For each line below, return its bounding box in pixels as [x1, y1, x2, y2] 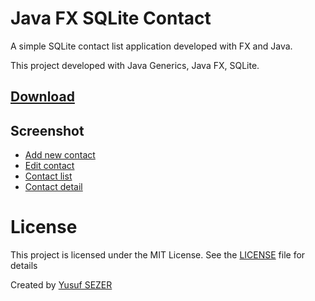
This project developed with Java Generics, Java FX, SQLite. [10, 59, 260, 71]
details [10, 260, 38, 272]
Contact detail [24, 181, 83, 193]
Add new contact [24, 149, 96, 161]
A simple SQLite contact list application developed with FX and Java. [10, 40, 293, 52]
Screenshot [10, 122, 85, 139]
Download [10, 88, 75, 106]
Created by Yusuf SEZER [10, 279, 113, 291]
